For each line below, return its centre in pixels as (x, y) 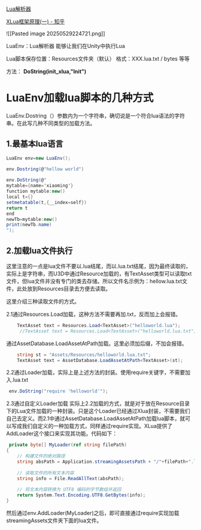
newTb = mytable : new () (32, 219)
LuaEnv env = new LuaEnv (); (38, 158)
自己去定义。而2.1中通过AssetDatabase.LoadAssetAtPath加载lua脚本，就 (96, 418)
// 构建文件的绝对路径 (41, 456)
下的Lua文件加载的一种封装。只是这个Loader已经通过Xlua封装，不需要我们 (98, 411)
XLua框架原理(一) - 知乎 (36, 22)
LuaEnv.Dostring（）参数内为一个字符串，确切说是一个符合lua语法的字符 (96, 115)
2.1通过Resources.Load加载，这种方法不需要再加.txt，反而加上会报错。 (94, 314)
